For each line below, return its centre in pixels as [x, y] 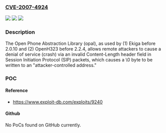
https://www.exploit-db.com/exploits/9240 [58, 102]
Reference [17, 91]
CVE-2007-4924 [27, 7]
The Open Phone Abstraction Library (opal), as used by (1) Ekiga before [80, 43]
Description [20, 32]
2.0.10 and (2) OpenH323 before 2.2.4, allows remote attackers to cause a [83, 49]
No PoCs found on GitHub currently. [43, 125]
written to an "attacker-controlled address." [51, 65]
